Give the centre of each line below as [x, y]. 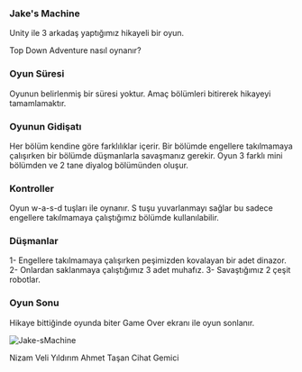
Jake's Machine [45, 14]
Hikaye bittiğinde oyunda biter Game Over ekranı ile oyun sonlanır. [132, 322]
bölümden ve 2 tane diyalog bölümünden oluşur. [99, 165]
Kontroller [32, 188]
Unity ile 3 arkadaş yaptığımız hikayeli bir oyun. [97, 33]
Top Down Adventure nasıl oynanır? [75, 50]
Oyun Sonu [34, 303]
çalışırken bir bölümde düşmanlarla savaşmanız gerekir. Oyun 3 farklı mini [146, 155]
